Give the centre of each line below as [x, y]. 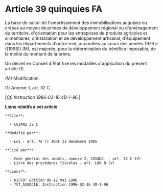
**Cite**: [15, 116]
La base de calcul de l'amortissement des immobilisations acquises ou [76, 23]
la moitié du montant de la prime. [38, 54]
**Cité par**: [20, 150]
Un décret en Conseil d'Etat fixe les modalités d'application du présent [76, 63]
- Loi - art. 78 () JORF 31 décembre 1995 [53, 141]
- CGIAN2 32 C [24, 124]
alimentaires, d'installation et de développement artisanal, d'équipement [78, 38]
